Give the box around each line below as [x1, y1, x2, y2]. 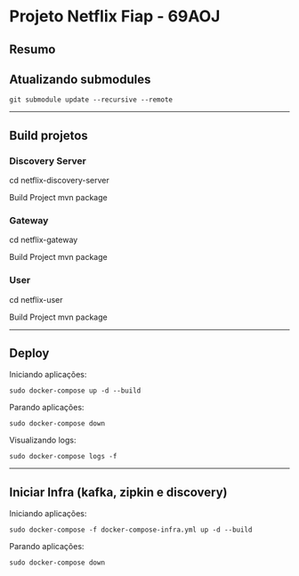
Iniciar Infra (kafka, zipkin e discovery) [9, 484, 228, 499]
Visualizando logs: [9, 434, 77, 446]
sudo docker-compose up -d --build [9, 386, 141, 395]
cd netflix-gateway [9, 234, 78, 246]
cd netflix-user [9, 294, 64, 304]
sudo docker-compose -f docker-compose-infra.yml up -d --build [9, 525, 253, 535]
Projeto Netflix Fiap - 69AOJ [9, 6, 221, 27]
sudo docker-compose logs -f [9, 452, 117, 461]
